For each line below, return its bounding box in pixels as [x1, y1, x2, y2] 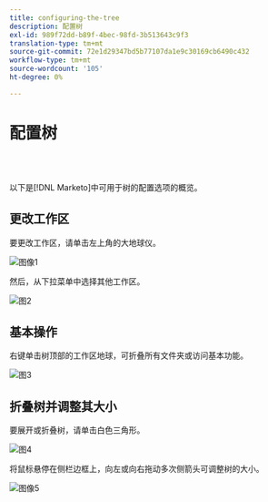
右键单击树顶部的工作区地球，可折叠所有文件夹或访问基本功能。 [9, 350, 248, 361]
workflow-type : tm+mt [9, 56, 92, 65]
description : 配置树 [9, 22, 84, 31]
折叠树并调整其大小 [9, 398, 117, 415]
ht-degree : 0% [9, 73, 64, 82]
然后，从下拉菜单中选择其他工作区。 [9, 275, 145, 287]
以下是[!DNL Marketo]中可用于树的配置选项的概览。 [9, 181, 203, 192]
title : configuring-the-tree [9, 13, 120, 23]
